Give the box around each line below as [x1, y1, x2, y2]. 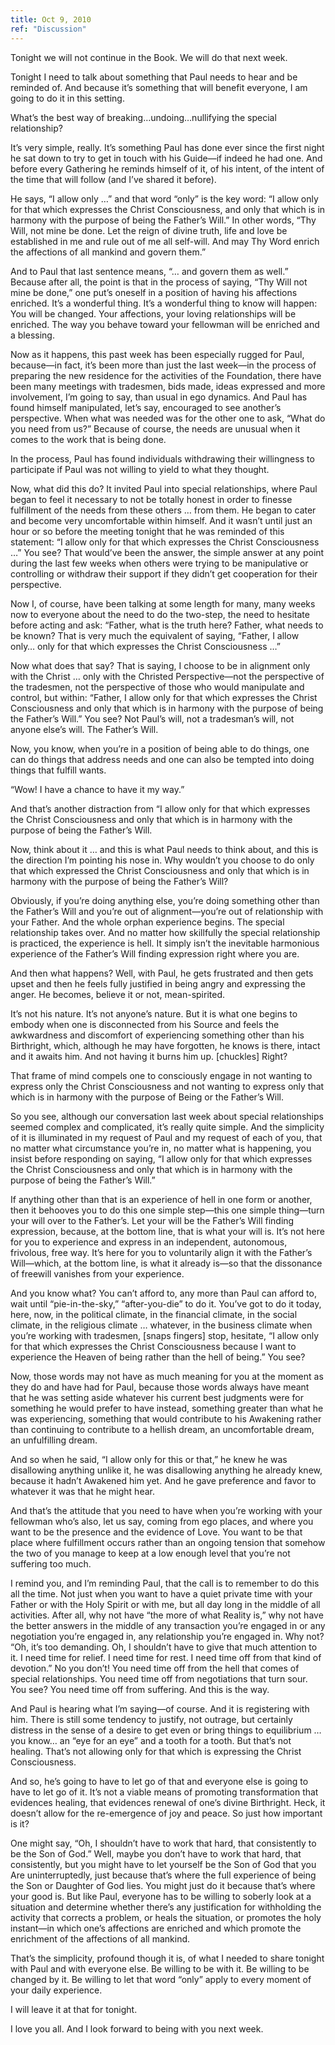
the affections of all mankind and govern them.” [10, 246, 207, 258]
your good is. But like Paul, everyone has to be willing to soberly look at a [10, 1890, 312, 1902]
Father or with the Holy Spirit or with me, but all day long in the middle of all [10, 1598, 321, 1610]
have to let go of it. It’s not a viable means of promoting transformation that [10, 1786, 319, 1798]
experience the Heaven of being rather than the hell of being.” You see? [10, 1351, 306, 1363]
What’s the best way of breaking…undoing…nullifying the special [10, 111, 277, 123]
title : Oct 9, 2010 [10, 14, 92, 25]
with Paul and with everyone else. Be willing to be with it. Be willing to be [10, 1962, 310, 1975]
